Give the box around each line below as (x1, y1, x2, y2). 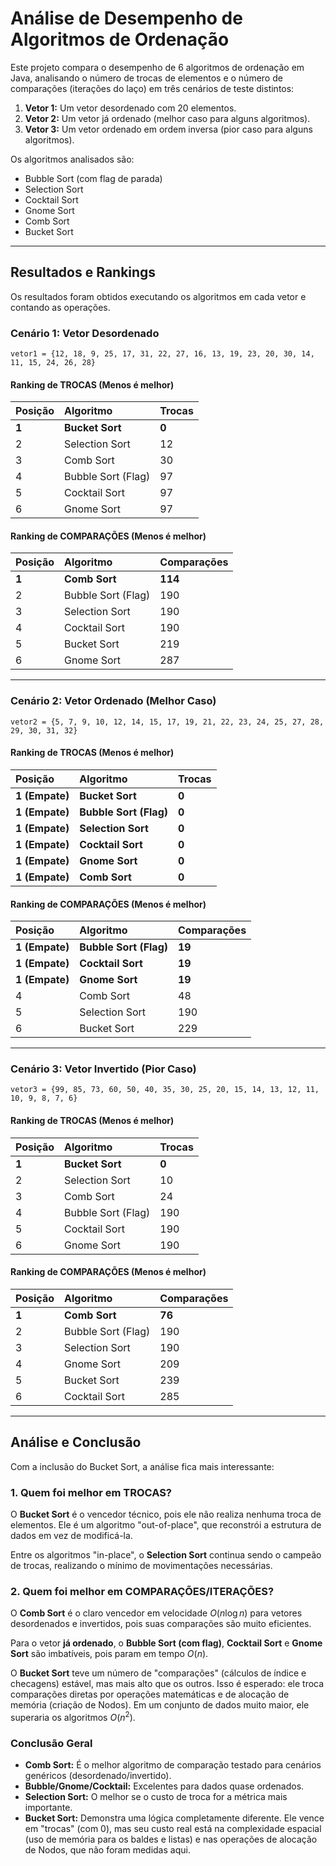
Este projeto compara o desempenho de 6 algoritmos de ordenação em (10, 61, 305, 73)
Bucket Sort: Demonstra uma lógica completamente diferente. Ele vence (24, 1812, 325, 1824)
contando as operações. (10, 301, 111, 313)
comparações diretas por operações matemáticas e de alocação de (10, 1688, 290, 1701)
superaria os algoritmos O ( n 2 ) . (10, 1710, 136, 1723)
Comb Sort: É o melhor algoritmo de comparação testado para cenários (24, 1759, 322, 1771)
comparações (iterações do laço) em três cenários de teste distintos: (10, 82, 295, 94)
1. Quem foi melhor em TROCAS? (10, 1485, 172, 1499)
